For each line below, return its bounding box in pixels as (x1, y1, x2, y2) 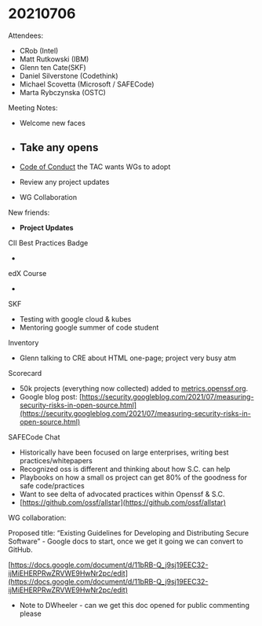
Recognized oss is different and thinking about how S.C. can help (19, 464, 231, 473)
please (19, 609, 42, 618)
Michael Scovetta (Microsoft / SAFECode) (19, 79, 155, 89)
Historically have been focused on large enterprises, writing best (19, 447, 229, 457)
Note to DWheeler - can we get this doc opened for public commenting (19, 600, 249, 609)
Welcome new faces (19, 118, 86, 127)
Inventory (8, 337, 39, 347)
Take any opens (19, 141, 99, 154)
